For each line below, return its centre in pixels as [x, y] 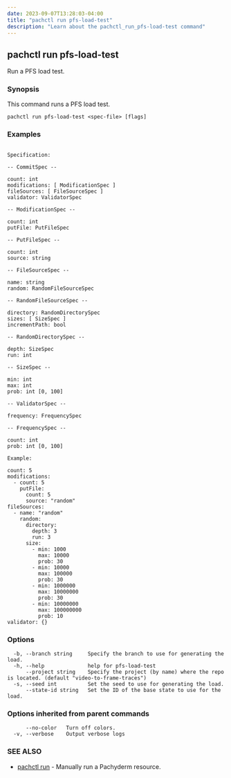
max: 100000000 [59, 610]
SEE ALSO [25, 752]
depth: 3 [45, 531]
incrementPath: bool [37, 325]
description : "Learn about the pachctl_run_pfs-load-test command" [107, 26]
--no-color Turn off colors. [71, 728]
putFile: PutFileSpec [38, 227]
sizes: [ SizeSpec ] [37, 319]
